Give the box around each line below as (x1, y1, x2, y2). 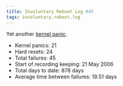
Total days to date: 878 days (14, 67, 84, 74)
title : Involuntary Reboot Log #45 (6, 8, 94, 15)
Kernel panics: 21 (14, 42, 57, 49)
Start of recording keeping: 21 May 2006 (14, 60, 114, 68)
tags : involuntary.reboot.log (6, 14, 81, 20)
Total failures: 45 (14, 54, 56, 61)
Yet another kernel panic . (6, 30, 67, 37)
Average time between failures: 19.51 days (14, 73, 117, 80)
